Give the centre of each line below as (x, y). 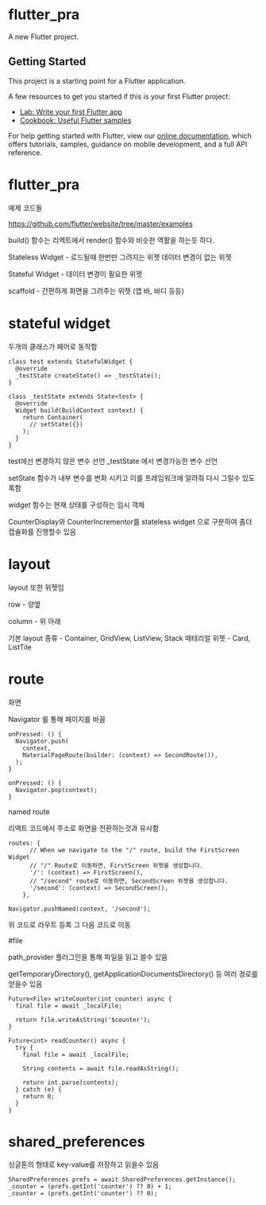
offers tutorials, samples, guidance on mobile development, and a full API (128, 144)
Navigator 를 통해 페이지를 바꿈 (57, 719)
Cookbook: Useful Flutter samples (75, 120)
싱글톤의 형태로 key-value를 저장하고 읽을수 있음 (84, 1164)
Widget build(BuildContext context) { (80, 410)
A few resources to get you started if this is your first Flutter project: (119, 96)
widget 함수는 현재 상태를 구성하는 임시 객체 (77, 505)
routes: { (25, 843)
